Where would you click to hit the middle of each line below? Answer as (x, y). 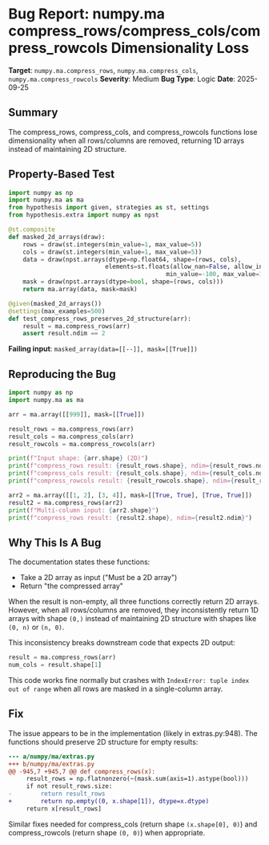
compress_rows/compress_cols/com (134, 31)
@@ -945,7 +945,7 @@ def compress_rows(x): (82, 771)
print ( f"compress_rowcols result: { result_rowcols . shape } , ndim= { (121, 481)
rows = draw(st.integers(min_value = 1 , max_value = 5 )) (112, 244)
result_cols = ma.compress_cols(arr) (71, 437)
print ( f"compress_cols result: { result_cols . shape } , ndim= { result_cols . (132, 473)
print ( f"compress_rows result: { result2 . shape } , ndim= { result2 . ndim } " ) (130, 518)
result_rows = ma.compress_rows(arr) (71, 429)
